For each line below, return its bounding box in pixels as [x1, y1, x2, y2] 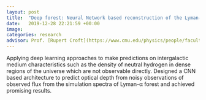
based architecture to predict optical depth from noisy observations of [6, 74, 184, 81]
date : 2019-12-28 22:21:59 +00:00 [6, 20, 100, 26]
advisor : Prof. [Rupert [6, 37, 67, 44]
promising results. [6, 87, 52, 94]
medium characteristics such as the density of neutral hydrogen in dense [6, 61, 191, 68]
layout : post [6, 9, 40, 15]
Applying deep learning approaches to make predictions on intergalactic [6, 55, 189, 61]
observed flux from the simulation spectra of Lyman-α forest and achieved [6, 80, 195, 88]
